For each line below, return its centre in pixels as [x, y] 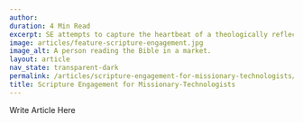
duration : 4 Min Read [50, 26]
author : [24, 18]
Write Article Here [43, 110]
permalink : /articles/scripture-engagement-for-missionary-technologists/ [153, 76]
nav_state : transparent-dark [64, 68]
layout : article [40, 59]
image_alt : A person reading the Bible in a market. [110, 51]
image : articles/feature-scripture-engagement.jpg [106, 43]
